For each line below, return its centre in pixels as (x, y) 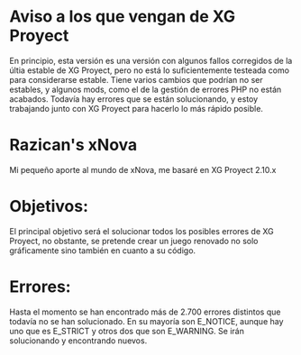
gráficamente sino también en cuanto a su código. (103, 250)
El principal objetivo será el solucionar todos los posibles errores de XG (142, 231)
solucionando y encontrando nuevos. (78, 341)
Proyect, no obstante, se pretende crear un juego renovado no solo (134, 241)
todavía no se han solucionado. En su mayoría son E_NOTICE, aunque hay (146, 321)
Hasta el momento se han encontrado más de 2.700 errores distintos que (145, 312)
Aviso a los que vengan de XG (123, 17)
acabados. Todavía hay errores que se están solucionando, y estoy (134, 99)
